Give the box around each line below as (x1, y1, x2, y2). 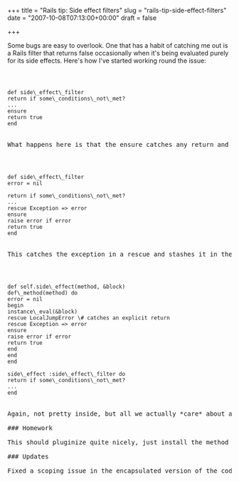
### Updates (7, 453, 49, 461)
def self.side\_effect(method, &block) (7, 283, 126, 290)
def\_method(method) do (7, 289, 78, 297)
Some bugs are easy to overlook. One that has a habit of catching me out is (7, 41, 228, 49)
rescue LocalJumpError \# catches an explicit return (7, 314, 171, 322)
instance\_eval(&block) (7, 308, 78, 315)
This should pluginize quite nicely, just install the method (7, 439, 229, 446)
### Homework (7, 424, 53, 432)
